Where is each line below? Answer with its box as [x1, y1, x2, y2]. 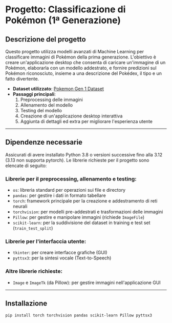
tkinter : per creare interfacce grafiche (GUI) [12, 250, 107, 256]
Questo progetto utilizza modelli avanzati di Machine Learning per [5, 49, 144, 54]
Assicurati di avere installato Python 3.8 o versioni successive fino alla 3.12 [5, 151, 163, 157]
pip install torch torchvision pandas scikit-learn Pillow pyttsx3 [5, 313, 153, 318]
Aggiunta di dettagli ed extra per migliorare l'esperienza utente [20, 118, 153, 124]
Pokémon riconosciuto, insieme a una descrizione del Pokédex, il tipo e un [5, 70, 162, 76]
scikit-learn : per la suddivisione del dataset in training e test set [12, 219, 150, 226]
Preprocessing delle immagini [20, 96, 83, 103]
